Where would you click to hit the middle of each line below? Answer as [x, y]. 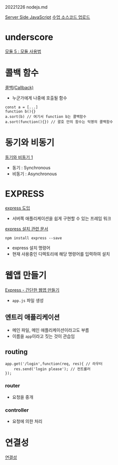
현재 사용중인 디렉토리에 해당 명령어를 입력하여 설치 [61, 254]
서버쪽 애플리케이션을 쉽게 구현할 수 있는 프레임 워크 [61, 218]
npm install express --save [34, 238]
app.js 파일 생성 [28, 300]
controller [17, 410]
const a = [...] [21, 107]
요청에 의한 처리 [27, 421]
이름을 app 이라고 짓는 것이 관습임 [43, 336]
